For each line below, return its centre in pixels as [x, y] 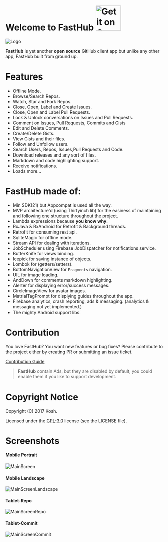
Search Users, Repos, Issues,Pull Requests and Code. [68, 149]
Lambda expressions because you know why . [60, 221]
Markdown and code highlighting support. [56, 160]
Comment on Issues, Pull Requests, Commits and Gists [69, 123]
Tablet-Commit [21, 523]
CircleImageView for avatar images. [49, 291]
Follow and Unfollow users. [40, 144]
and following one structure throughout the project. [65, 216]
